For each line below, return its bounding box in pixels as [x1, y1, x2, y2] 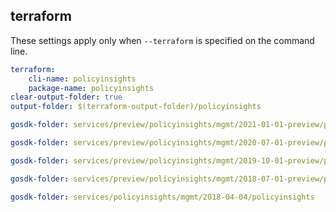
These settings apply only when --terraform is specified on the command [10, 34, 315, 46]
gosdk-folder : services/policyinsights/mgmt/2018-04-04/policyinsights [10, 192, 315, 202]
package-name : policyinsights [28, 83, 155, 93]
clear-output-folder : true [10, 92, 123, 103]
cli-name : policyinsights [28, 74, 137, 84]
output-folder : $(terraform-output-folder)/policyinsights [10, 102, 262, 112]
